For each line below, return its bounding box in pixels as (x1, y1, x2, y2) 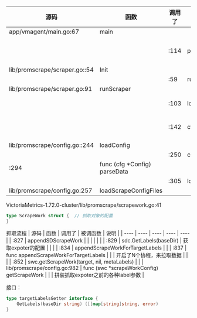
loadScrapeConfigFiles (99, 187, 163, 194)
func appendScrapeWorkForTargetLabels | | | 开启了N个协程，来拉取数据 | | (6, 251, 189, 258)
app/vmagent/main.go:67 (9, 28, 80, 36)
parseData (99, 167, 128, 175)
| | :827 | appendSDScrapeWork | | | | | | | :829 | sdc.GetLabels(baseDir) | (6, 237, 182, 244)
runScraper (99, 85, 131, 93)
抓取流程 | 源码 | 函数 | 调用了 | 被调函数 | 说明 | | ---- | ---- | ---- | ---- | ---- (6, 230, 190, 237)
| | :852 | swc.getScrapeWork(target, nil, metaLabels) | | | (6, 258, 144, 265)
